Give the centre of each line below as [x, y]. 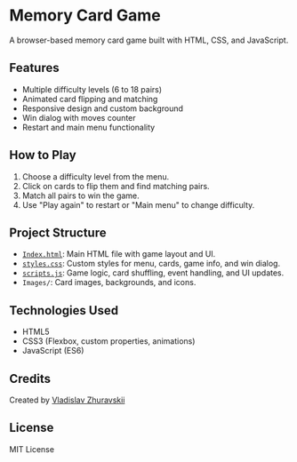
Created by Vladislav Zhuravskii [67, 400]
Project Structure [58, 232]
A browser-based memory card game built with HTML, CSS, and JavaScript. [149, 40]
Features [34, 68]
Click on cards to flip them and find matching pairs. [116, 186]
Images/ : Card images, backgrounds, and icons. [109, 283]
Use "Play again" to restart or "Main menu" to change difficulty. [138, 204]
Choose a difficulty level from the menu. [96, 176]
